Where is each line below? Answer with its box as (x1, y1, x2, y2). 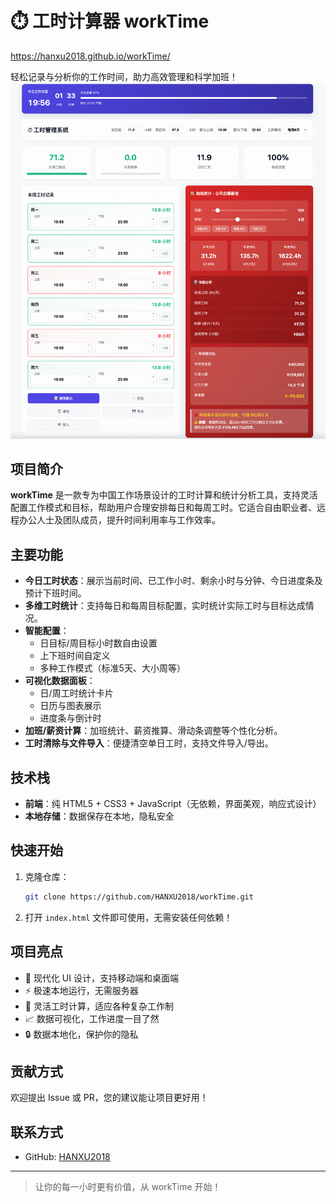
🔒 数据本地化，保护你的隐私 (24, 1028, 139, 1040)
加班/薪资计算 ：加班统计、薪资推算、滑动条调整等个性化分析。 (24, 725, 283, 737)
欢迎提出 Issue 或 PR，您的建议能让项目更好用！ (10, 1092, 209, 1104)
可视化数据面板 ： (24, 675, 96, 687)
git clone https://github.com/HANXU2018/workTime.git (24, 892, 254, 902)
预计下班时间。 (24, 587, 87, 599)
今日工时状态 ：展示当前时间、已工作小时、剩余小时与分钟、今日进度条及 (24, 575, 323, 587)
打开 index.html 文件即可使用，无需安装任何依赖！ (24, 911, 233, 923)
